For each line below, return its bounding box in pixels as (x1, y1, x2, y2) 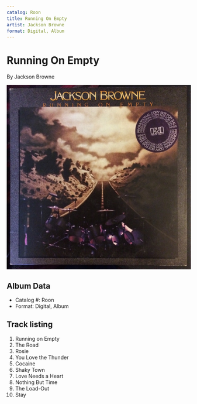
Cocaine (15, 360, 36, 367)
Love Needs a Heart (15, 372, 64, 379)
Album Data (6, 281, 51, 291)
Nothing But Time (15, 378, 58, 386)
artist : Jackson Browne (6, 22, 65, 28)
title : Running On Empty (6, 15, 67, 22)
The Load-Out (15, 385, 50, 392)
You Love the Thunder (15, 354, 69, 361)
